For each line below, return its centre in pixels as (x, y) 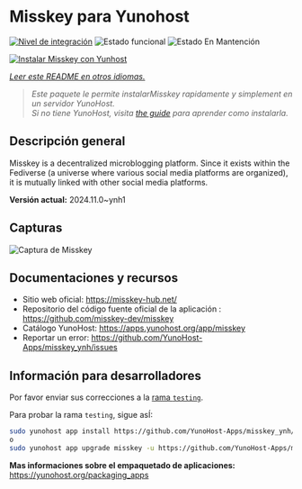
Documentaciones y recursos (93, 278)
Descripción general (67, 141)
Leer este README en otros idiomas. (77, 76)
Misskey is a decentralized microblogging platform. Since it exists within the (150, 163)
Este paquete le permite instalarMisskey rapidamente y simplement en (162, 94)
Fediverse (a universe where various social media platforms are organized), (149, 172)
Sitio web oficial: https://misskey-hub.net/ (100, 300)
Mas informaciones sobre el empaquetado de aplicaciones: (122, 465)
